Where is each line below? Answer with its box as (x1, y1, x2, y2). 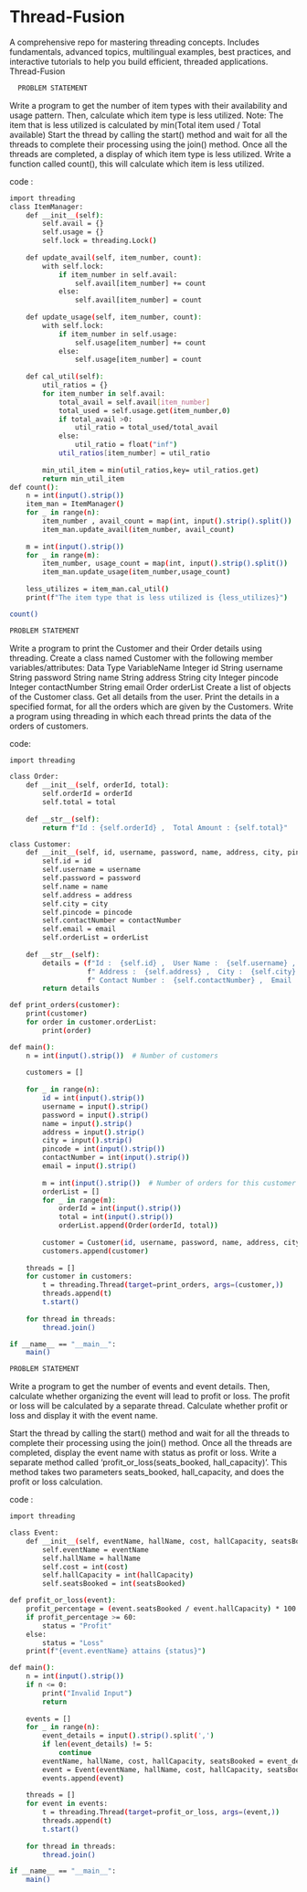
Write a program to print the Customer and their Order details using (9, 643, 262, 654)
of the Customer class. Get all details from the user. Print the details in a (9, 691, 281, 702)
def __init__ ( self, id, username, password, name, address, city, (26, 848, 284, 857)
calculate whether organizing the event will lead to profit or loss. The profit (9, 1391, 291, 1402)
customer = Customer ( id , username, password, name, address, (42, 1238, 281, 1247)
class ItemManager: (9, 202, 84, 211)
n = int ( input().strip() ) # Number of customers (26, 1051, 219, 1060)
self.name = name (42, 882, 108, 891)
